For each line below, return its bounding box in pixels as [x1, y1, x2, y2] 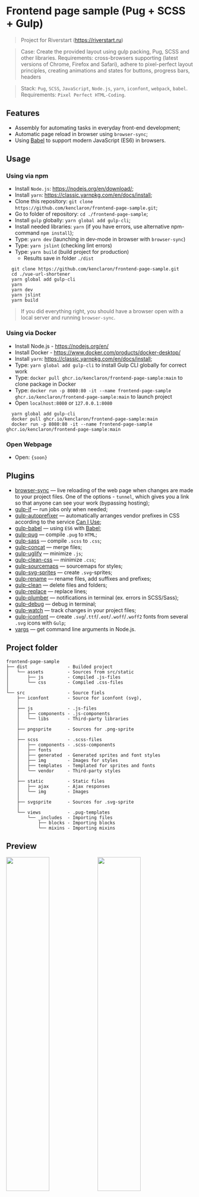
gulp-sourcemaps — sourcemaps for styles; [14, 562, 123, 569]
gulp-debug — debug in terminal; [14, 600, 97, 607]
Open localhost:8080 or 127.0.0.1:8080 [14, 399, 113, 407]
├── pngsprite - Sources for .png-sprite [17, 726, 134, 732]
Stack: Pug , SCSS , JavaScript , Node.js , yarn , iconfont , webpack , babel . [20, 84, 188, 92]
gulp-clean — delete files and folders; [14, 581, 108, 588]
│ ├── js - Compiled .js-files [6, 674, 121, 680]
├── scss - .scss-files [17, 736, 102, 742]
